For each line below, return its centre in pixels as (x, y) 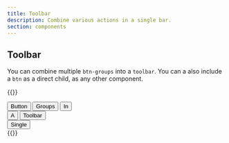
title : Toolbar (29, 14)
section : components (37, 26)
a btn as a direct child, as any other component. (75, 79)
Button (19, 107)
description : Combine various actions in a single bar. (89, 20)
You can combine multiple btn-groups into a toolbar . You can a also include (115, 71)
